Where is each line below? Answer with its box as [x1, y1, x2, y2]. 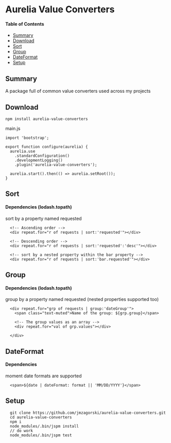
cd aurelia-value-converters [10, 414, 72, 420]
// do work [10, 428, 33, 433]
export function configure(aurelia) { [5, 145, 88, 150]
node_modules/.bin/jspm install [10, 424, 79, 429]
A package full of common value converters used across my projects [5, 88, 151, 94]
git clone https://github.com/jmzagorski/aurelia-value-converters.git [10, 410, 166, 415]
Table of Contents [5, 21, 45, 27]
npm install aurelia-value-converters [5, 116, 88, 122]
